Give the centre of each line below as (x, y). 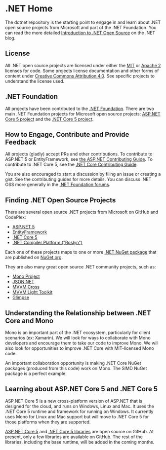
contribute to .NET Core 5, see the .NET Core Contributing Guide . (71, 165)
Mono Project (26, 276)
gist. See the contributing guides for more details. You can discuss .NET (78, 179)
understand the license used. (35, 81)
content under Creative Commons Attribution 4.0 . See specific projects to (80, 76)
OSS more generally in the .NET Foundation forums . (58, 185)
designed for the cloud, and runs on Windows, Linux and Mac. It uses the (80, 406)
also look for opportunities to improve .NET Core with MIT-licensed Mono (80, 348)
